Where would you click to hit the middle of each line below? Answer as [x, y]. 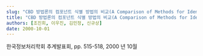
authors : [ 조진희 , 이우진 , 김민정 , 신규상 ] [54, 23]
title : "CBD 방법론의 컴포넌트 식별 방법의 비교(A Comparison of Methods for [97, 17]
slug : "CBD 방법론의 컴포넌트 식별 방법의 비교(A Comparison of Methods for [95, 12]
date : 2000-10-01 [28, 29]
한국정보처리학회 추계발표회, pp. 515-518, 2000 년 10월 [72, 46]
